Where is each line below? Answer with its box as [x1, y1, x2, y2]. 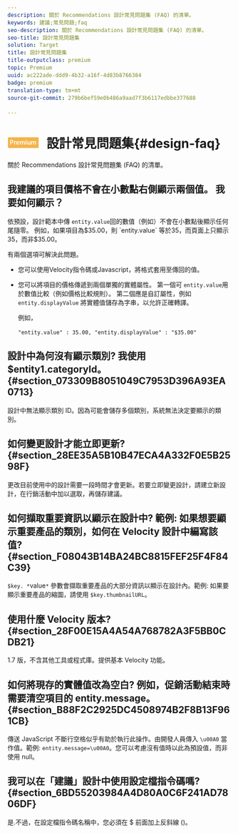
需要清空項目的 [7, 692, 73, 704]
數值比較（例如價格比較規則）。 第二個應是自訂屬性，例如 [24, 289, 192, 297]
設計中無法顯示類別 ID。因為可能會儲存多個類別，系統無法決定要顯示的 [7, 406, 215, 414]
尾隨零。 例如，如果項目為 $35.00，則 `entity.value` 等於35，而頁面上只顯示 [7, 225, 229, 235]
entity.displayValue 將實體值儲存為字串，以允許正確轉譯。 [17, 298, 193, 307]
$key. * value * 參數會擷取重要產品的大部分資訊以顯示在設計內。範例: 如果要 [7, 581, 229, 590]
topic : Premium [7, 64, 53, 71]
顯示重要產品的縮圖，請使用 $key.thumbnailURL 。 [7, 591, 151, 599]
